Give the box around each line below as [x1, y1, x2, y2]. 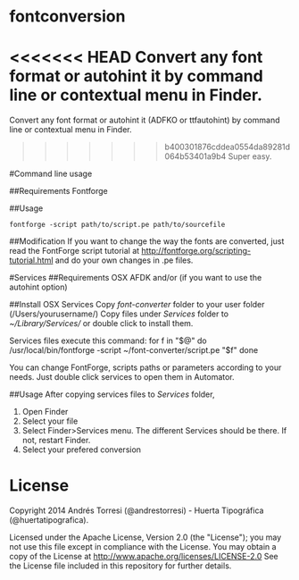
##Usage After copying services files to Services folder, [9, 389, 215, 399]
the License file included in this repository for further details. [9, 560, 232, 571]
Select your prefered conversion [21, 444, 141, 455]
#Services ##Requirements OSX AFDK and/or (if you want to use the [9, 273, 262, 283]
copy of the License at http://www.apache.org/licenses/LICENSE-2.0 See [9, 551, 278, 562]
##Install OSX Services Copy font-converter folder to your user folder [9, 299, 265, 310]
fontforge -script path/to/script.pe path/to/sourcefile [9, 221, 226, 230]
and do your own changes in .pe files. [54, 255, 194, 265]
